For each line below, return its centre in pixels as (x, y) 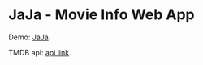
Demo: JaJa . (30, 37)
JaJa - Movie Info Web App (101, 15)
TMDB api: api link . (40, 52)
